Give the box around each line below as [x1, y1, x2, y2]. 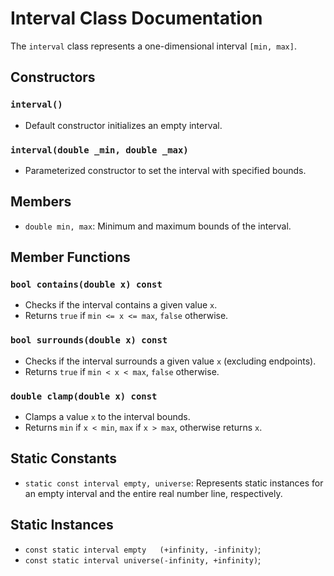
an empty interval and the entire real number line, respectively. [24, 487, 283, 499]
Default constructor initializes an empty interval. [24, 119, 223, 131]
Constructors [10, 69, 96, 86]
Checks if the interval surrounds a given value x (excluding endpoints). [24, 355, 317, 367]
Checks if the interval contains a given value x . [24, 299, 218, 311]
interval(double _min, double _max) [10, 144, 189, 156]
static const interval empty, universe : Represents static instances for [24, 477, 324, 489]
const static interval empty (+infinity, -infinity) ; [24, 543, 262, 555]
